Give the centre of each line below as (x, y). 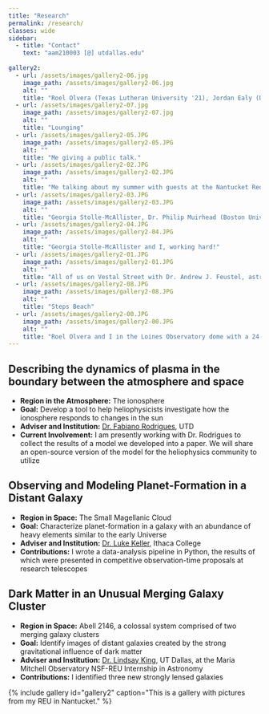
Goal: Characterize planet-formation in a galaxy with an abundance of (135, 525)
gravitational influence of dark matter (81, 651)
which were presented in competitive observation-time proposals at (132, 560)
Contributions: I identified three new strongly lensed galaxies (122, 677)
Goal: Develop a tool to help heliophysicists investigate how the (124, 409)
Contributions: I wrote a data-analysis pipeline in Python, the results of (137, 551)
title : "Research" (39, 16)
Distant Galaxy (46, 498)
